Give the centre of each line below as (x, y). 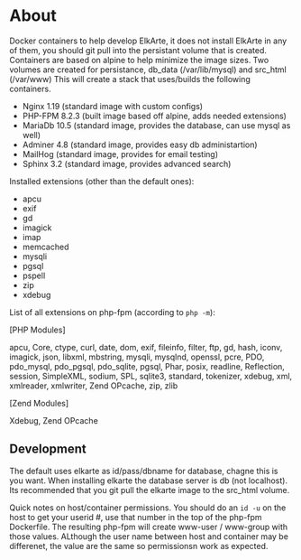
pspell (34, 275)
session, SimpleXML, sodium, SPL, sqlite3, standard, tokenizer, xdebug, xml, (151, 376)
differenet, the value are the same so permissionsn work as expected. (139, 546)
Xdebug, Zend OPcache (54, 420)
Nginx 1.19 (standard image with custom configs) (113, 106)
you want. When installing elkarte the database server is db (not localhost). (149, 481)
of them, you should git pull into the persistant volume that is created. (138, 50)
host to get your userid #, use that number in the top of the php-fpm (136, 517)
